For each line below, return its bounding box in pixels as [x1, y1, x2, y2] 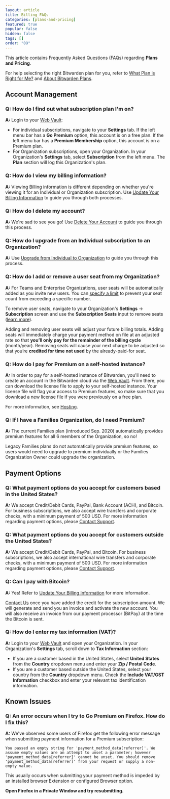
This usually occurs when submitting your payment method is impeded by [5, 772, 160, 779]
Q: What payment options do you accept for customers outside [5, 531, 164, 538]
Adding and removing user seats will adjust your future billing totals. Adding [5, 326, 164, 332]
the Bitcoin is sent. [5, 615, 44, 622]
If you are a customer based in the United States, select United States [12, 655, 160, 661]
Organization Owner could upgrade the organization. [5, 454, 116, 460]
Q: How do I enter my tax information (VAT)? [5, 628, 116, 635]
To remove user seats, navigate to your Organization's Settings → [5, 305, 144, 312]
